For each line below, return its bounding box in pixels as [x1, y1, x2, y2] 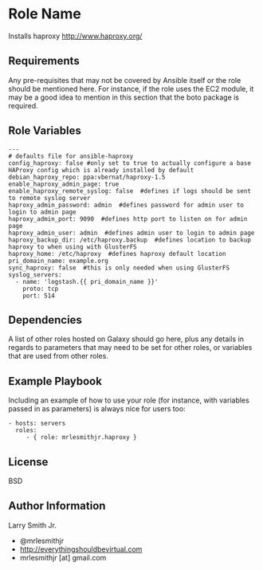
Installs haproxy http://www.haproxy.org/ [8, 31, 143, 41]
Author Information [8, 499, 106, 513]
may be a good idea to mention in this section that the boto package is [8, 92, 240, 102]
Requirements [8, 54, 80, 68]
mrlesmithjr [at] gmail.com [19, 552, 107, 562]
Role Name [8, 5, 81, 23]
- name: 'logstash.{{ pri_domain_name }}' [15, 277, 159, 285]
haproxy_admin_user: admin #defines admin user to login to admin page [8, 229, 255, 237]
